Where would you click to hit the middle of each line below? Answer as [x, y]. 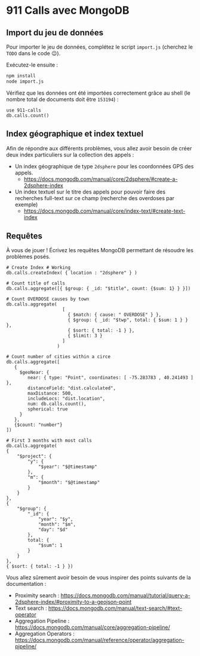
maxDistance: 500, [50, 394]
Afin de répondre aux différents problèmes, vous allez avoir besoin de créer [99, 148]
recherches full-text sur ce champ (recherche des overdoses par [95, 198]
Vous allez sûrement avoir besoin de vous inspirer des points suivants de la [99, 578]
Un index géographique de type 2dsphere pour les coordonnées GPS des [104, 166]
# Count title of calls [36, 283]
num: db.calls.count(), [57, 404]
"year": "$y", [56, 519]
